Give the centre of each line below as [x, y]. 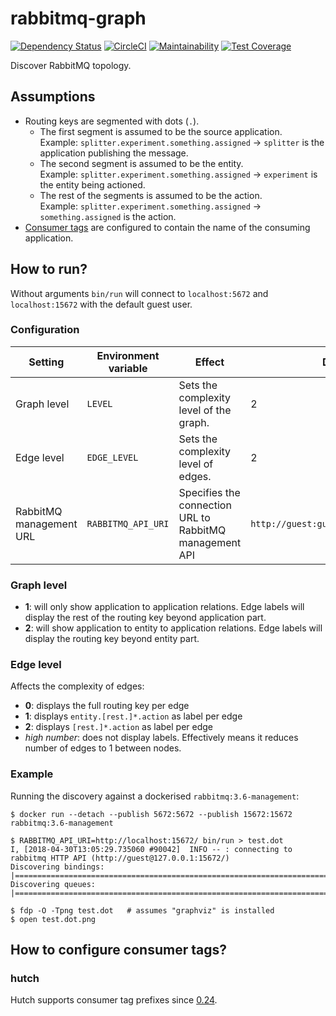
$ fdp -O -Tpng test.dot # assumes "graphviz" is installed [142, 910]
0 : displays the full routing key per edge [107, 706]
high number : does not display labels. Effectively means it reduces [161, 738]
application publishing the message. [114, 153]
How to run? [49, 269]
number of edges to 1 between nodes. [103, 748]
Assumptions [53, 97]
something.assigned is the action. [108, 216]
